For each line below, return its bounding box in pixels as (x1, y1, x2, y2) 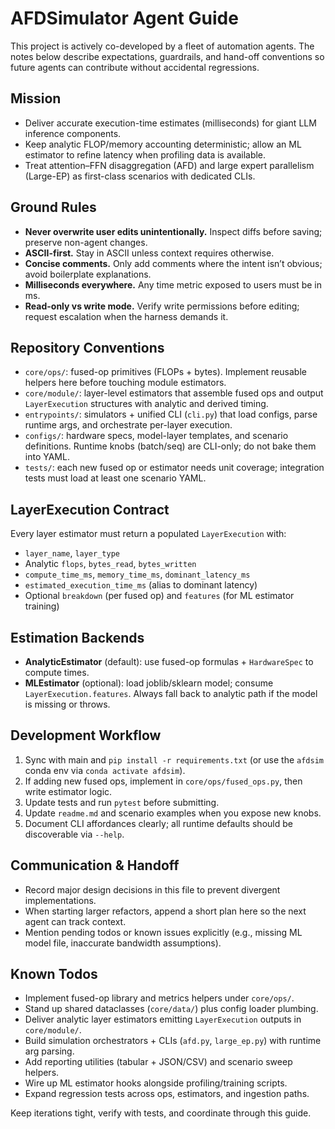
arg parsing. (24, 1045, 75, 1057)
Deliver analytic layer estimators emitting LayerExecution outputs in (24, 1013, 302, 1026)
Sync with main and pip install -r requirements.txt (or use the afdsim (24, 753, 324, 766)
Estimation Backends (10, 629, 145, 646)
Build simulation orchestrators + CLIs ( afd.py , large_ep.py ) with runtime (24, 1035, 322, 1047)
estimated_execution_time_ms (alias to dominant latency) (24, 579, 258, 591)
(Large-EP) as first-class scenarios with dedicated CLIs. (24, 170, 256, 182)
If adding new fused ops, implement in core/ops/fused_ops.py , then (24, 775, 303, 787)
